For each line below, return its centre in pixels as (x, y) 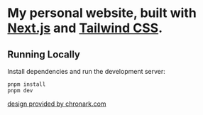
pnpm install (27, 84)
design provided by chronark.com (57, 104)
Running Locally (44, 54)
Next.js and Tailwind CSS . (85, 28)
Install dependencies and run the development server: (86, 71)
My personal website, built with (102, 13)
